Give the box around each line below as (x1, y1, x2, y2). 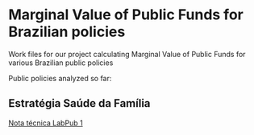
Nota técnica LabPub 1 (8, 118, 83, 128)
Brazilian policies (8, 22, 126, 41)
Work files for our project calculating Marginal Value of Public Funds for (8, 49, 246, 59)
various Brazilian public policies (8, 58, 114, 67)
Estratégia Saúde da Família (8, 96, 151, 110)
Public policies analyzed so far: (8, 73, 112, 83)
